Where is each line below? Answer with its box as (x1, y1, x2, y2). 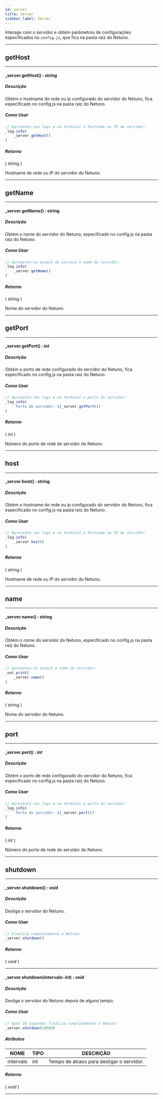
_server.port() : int (5, 749, 43, 755)
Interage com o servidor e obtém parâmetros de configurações (5, 30, 131, 35)
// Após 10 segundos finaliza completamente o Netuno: (5, 1021, 118, 1026)
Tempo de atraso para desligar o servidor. (48, 1058, 144, 1065)
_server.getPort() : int (5, 343, 49, 349)
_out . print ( (5, 670, 29, 675)
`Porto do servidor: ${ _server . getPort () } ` (14, 404, 103, 409)
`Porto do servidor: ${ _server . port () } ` (14, 810, 97, 815)
